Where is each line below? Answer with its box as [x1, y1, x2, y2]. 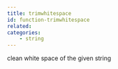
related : [7, 23, 32, 29]
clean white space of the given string [7, 54, 111, 62]
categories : [7, 29, 41, 36]
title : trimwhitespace [7, 10, 72, 17]
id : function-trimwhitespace [7, 16, 90, 23]
